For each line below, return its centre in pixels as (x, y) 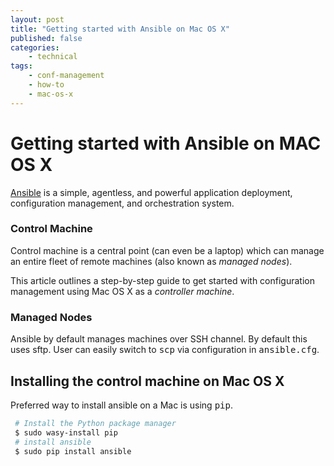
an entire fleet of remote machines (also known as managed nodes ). (151, 261)
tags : (21, 66)
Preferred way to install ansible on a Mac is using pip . (121, 405)
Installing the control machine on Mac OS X (147, 381)
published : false (46, 38)
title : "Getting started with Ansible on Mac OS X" (120, 29)
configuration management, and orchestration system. (122, 203)
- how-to (46, 85)
